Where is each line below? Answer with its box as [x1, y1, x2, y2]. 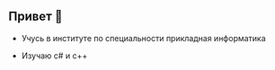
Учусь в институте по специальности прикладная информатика [21, 32, 266, 43]
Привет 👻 [8, 9, 64, 24]
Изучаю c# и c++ [21, 50, 88, 61]
